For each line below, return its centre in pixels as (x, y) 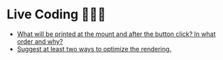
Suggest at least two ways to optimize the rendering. (94, 49)
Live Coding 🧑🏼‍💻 (56, 14)
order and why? (40, 41)
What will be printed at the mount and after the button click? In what (116, 34)
